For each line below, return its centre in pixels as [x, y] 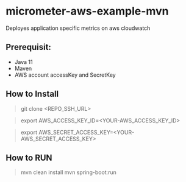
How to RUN [29, 157]
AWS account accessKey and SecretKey [65, 75]
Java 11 [23, 61]
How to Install [32, 94]
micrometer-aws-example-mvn [87, 11]
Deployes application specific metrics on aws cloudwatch [78, 28]
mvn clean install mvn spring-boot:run [68, 172]
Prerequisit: [28, 47]
